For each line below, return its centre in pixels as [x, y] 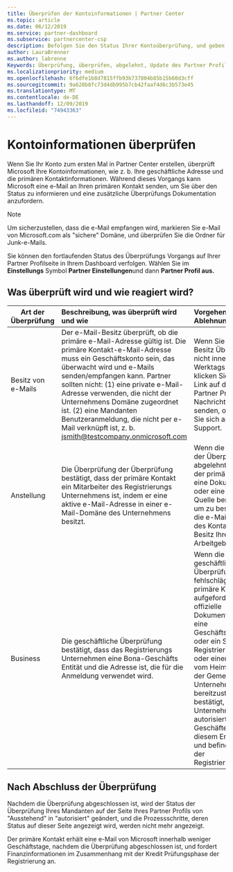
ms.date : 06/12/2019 [37, 26]
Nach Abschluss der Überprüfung [82, 787]
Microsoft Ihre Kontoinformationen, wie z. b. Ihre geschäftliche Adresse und [115, 171]
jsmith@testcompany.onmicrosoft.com [124, 436]
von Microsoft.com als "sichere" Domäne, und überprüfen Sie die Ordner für [116, 235]
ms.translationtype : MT [42, 91]
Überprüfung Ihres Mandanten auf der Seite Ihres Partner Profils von [105, 811]
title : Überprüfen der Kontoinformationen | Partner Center [96, 14]
